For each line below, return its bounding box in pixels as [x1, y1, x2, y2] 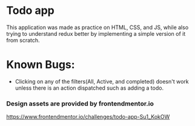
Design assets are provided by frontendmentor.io [6, 99, 154, 108]
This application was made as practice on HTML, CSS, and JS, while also [6, 24, 189, 31]
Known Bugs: [6, 58, 75, 71]
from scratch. [6, 36, 41, 44]
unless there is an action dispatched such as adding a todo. [15, 84, 164, 91]
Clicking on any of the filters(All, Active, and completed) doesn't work [15, 78, 189, 85]
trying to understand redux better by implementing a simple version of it [6, 30, 186, 37]
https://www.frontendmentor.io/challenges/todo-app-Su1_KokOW [6, 113, 170, 121]
